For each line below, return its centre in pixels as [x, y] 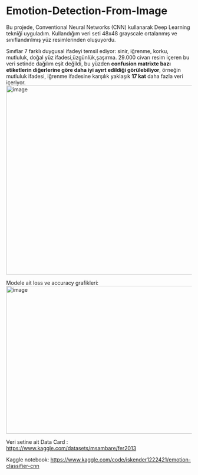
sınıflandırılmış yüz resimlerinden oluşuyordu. [61, 39]
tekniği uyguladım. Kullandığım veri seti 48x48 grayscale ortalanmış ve [92, 33]
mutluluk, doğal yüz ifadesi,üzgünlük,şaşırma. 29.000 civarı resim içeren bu [98, 57]
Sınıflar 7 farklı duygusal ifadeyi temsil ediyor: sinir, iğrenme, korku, [88, 51]
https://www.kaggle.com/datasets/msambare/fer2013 [71, 448]
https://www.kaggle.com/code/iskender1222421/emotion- [121, 459]
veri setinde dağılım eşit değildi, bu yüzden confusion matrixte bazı [88, 64]
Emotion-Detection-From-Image [87, 11]
